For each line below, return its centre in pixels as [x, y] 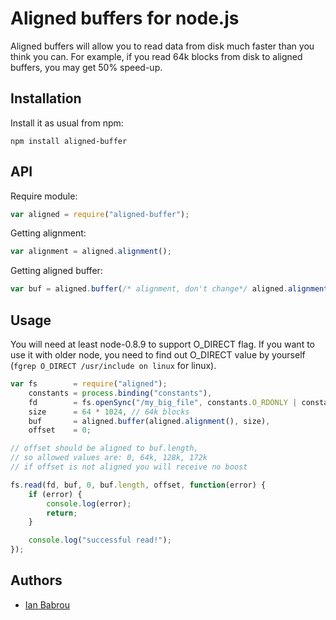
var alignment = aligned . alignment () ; [91, 252]
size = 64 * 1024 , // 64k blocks [109, 412]
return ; [62, 513]
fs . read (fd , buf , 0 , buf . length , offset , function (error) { [138, 485]
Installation [46, 98]
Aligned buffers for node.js [125, 18]
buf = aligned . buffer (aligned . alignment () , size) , [149, 421]
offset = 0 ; [60, 430]
